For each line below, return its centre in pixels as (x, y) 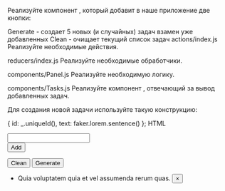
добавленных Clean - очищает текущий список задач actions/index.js (112, 39)
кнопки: (19, 18)
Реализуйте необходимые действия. (63, 47)
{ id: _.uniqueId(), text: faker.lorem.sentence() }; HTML (87, 123)
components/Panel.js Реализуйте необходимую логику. (91, 74)
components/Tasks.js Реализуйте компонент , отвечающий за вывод (111, 88)
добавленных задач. (38, 96)
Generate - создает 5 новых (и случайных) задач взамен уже (100, 32)
